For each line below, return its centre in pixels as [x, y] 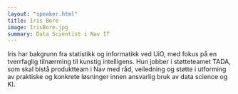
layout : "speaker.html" [43, 14]
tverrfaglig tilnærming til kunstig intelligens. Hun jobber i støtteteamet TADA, [119, 62]
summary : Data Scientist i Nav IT [59, 34]
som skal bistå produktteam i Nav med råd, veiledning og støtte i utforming [117, 69]
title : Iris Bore [33, 21]
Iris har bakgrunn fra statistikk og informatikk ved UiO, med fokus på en [112, 54]
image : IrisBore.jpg [38, 27]
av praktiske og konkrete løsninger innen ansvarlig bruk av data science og [118, 77]
